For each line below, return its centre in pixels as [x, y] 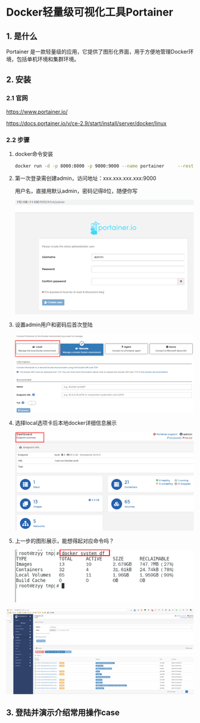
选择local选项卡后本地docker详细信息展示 [66, 423]
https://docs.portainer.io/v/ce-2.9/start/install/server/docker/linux [86, 123]
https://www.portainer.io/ [37, 112]
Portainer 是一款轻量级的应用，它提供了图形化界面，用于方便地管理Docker [97, 52]
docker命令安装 [34, 154]
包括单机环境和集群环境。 [48, 59]
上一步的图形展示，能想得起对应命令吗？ [64, 541]
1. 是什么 [22, 36]
